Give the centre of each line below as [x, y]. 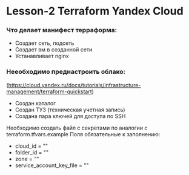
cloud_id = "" [31, 146]
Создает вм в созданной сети [54, 50]
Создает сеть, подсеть [45, 43]
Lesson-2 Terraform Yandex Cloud [95, 11]
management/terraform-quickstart [49, 91]
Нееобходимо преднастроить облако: [66, 72]
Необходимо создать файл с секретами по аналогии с [77, 128]
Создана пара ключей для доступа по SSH [70, 116]
